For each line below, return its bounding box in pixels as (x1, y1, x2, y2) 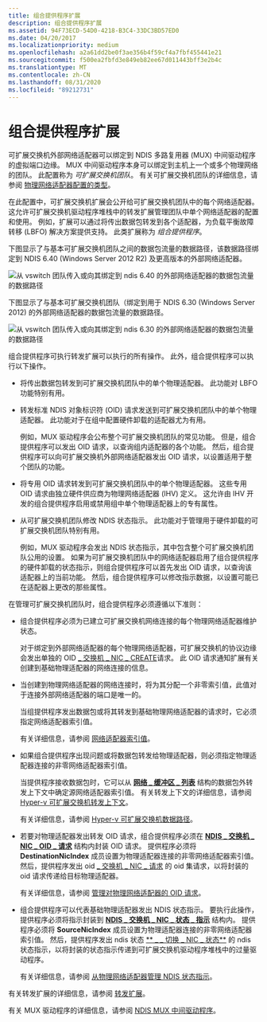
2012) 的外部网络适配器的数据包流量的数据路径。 (8, 307, 168, 317)
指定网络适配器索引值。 (19, 717, 97, 726)
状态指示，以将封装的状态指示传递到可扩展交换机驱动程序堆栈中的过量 (19, 945, 250, 954)
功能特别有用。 (19, 388, 69, 398)
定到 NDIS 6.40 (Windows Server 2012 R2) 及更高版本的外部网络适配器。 (8, 254, 247, 264)
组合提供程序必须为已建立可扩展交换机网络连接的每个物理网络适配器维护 (19, 617, 257, 626)
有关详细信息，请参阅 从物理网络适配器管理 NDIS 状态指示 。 (19, 972, 217, 981)
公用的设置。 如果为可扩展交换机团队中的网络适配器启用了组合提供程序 (26, 553, 259, 562)
